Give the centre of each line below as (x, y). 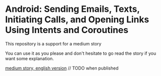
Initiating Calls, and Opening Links (77, 19)
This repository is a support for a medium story (53, 43)
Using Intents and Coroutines (67, 30)
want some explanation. (30, 58)
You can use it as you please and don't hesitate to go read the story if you (81, 53)
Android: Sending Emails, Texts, (73, 9)
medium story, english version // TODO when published (62, 68)
